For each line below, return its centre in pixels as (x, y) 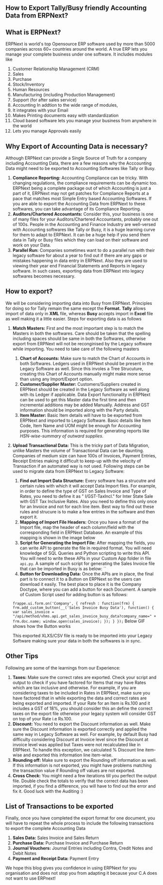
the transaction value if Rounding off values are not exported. (74, 770)
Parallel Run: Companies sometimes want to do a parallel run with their (83, 250)
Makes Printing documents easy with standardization (65, 115)
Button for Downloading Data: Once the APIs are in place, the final (87, 574)
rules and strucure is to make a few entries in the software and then (87, 511)
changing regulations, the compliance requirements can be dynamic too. (85, 183)
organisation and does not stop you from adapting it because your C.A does (81, 873)
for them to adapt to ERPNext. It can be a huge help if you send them (81, 235)
